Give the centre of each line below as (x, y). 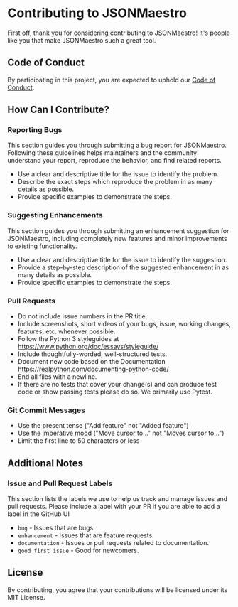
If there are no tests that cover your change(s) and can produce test (117, 385)
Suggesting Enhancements (55, 215)
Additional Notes (45, 463)
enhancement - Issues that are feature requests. (86, 535)
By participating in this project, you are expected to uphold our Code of (112, 80)
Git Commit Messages (46, 410)
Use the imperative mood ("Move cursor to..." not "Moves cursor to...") (121, 433)
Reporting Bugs (35, 130)
